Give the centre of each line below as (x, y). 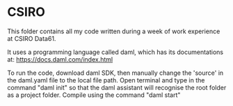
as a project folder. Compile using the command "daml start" (94, 95)
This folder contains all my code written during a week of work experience (114, 31)
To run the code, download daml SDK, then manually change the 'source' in (115, 73)
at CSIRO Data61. (32, 38)
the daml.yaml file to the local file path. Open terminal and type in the (106, 80)
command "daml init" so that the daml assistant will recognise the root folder (117, 87)
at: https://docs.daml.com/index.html (60, 59)
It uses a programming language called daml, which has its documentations (115, 52)
